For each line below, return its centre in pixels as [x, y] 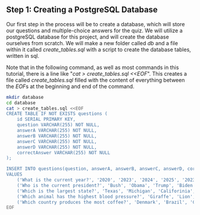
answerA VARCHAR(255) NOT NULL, [57, 130]
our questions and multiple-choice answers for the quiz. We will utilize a [94, 30]
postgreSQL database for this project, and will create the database [88, 37]
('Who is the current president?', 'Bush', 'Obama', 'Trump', [96, 185]
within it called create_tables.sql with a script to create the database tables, [99, 49]
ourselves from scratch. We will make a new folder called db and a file [92, 43]
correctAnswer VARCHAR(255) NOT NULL [64, 152]
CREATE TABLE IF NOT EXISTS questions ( [57, 114]
